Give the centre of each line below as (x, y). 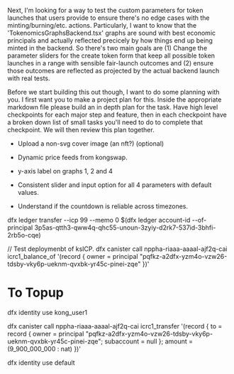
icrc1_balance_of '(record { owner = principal (73, 256)
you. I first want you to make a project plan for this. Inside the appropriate (115, 100)
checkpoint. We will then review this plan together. (81, 130)
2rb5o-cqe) (24, 235)
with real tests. (29, 78)
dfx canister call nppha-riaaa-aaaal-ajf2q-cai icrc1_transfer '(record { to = (115, 326)
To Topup (35, 293)
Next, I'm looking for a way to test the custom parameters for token (105, 10)
